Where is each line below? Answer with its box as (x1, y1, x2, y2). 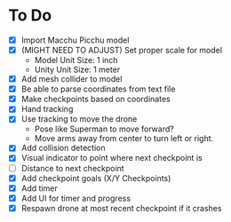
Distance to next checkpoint (20, 163, 125, 173)
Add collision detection (20, 143, 106, 154)
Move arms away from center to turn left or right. (34, 133, 214, 144)
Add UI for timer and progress (20, 193, 131, 203)
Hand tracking (20, 104, 74, 115)
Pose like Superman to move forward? (34, 123, 174, 134)
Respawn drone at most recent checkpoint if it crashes (20, 202, 222, 213)
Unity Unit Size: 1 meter (34, 64, 121, 75)
